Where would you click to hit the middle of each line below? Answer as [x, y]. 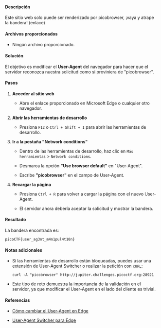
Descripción [18, 7]
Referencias [18, 300]
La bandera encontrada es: [32, 230]
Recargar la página [31, 184]
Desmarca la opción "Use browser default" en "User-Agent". [81, 166]
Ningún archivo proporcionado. [43, 45]
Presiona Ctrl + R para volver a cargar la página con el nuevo [81, 194]
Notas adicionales [24, 250]
